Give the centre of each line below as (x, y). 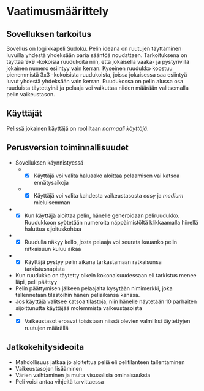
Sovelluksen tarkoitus (49, 34)
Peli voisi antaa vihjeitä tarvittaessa (59, 381)
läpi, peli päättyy (36, 282)
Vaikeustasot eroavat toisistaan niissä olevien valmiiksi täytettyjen (107, 321)
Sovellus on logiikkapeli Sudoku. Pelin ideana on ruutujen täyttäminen (94, 48)
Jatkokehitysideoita (45, 347)
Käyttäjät (24, 114)
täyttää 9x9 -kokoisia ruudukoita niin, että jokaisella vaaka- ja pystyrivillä (98, 62)
